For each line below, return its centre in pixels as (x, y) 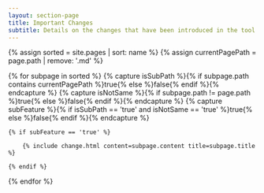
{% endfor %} (31, 181)
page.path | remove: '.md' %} (56, 61)
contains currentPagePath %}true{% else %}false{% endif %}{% (113, 84)
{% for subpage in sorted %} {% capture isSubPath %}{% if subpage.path (129, 76)
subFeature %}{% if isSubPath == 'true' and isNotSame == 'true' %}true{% (130, 109)
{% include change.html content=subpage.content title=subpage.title (139, 147)
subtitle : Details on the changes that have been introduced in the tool (132, 30)
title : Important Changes (50, 23)
